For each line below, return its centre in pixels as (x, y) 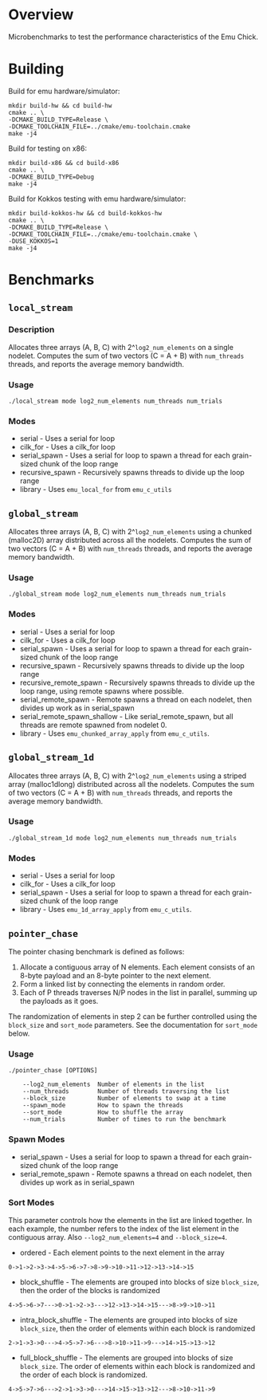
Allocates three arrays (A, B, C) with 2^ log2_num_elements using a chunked (130, 532)
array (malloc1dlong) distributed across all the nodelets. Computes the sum (132, 784)
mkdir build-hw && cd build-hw (60, 105)
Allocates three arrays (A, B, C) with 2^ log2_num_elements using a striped (128, 776)
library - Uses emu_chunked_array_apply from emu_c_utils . (114, 733)
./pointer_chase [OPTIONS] (53, 1071)
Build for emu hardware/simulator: (64, 91)
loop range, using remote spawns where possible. (102, 690)
